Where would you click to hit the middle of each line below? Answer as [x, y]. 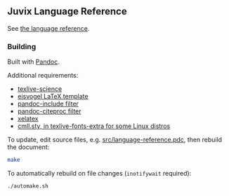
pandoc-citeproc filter [50, 111]
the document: [28, 147]
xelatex [28, 119]
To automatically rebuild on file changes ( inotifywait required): [99, 173]
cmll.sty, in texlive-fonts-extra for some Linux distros [94, 126]
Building [22, 46]
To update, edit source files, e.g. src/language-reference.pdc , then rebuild [115, 140]
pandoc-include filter [48, 104]
